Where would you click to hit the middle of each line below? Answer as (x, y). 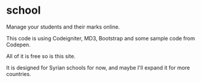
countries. (19, 74)
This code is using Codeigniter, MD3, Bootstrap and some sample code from (101, 38)
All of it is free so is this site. (41, 56)
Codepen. (19, 45)
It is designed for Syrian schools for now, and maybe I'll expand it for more (98, 67)
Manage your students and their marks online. (63, 27)
